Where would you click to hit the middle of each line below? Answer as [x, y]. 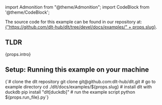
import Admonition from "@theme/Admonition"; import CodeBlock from [77, 7]
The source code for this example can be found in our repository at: [74, 22]
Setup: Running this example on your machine [77, 70]
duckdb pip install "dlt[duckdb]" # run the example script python [70, 92]
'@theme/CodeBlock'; [27, 12]
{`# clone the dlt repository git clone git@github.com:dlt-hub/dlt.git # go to [81, 81]
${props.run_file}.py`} [27, 97]
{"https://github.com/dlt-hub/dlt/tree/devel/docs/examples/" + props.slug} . [81, 27]
